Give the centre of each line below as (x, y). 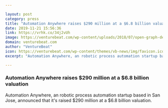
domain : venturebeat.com (31, 42)
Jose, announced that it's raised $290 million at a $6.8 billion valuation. (78, 100)
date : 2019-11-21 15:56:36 (33, 28)
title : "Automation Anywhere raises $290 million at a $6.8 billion (78, 23)
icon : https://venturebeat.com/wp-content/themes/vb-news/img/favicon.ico (85, 51)
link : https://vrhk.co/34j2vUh (38, 33)
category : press (22, 19)
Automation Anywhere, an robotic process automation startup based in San (83, 95)
